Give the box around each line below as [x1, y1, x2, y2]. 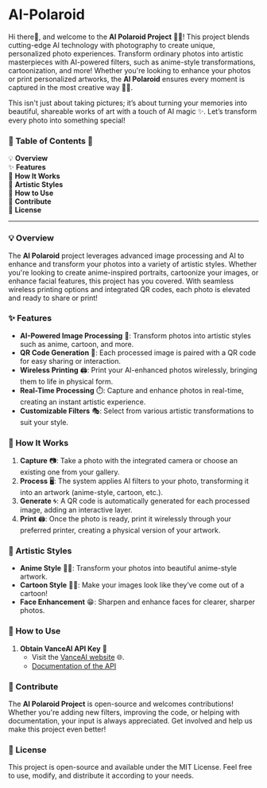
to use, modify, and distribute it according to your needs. [8, 770, 195, 781]
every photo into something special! [8, 115, 126, 125]
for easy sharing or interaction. [19, 356, 122, 365]
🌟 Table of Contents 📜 [8, 135, 94, 146]
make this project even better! [8, 724, 106, 734]
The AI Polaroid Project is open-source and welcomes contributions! [8, 699, 234, 709]
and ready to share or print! [8, 293, 98, 302]
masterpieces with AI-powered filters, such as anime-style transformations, [8, 57, 256, 67]
